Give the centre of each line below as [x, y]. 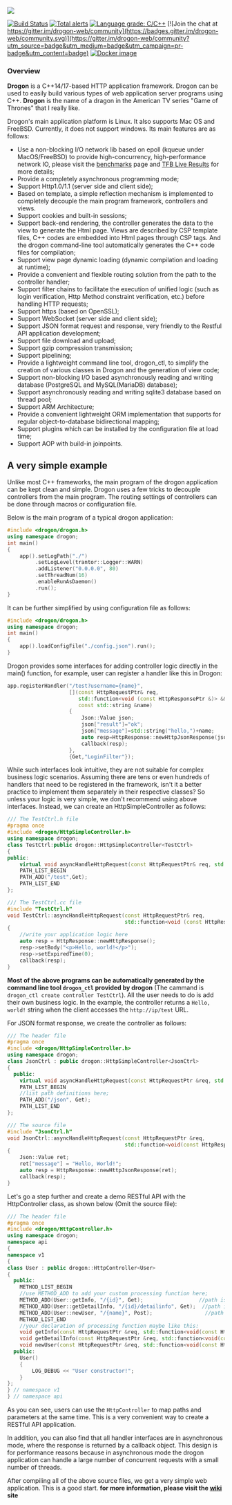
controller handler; [43, 282]
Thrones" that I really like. [44, 108]
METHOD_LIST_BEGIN [46, 1287]
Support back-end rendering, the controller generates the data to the [115, 223]
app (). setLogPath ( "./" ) [54, 556]
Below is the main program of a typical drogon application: [90, 518]
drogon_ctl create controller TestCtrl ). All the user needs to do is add [110, 995]
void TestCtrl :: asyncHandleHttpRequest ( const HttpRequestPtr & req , [106, 915]
